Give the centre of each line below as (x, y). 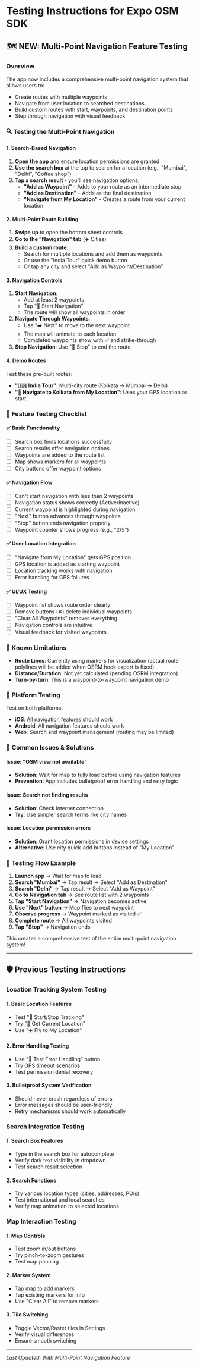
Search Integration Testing (45, 1127)
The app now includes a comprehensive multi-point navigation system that (97, 79)
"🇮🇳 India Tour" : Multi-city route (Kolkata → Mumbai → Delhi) (91, 385)
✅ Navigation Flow (29, 482)
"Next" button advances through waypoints (68, 516)
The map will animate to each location (70, 334)
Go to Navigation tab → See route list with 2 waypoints (82, 895)
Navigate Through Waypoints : (52, 319)
